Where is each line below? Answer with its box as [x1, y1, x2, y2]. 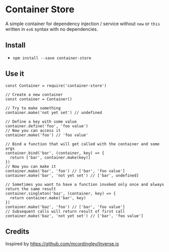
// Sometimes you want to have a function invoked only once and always [5, 182, 164, 187]
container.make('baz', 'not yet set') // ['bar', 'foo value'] [5, 213, 144, 219]
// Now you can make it [5, 164, 57, 169]
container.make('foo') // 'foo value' [5, 132, 88, 138]
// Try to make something [5, 105, 61, 111]
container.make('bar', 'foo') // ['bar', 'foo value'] [5, 168, 125, 173]
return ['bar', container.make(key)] [10, 155, 91, 160]
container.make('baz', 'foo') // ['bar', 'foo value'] [5, 204, 125, 209]
